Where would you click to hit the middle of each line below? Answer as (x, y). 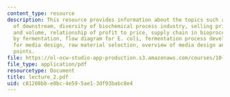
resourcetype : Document (41, 70)
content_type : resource (41, 13)
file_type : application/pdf (47, 64)
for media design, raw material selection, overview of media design (114, 45)
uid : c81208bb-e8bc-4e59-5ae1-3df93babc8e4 (70, 83)
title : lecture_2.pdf (38, 77)
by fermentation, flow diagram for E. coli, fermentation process (110, 39)
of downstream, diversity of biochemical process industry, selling (113, 26)
